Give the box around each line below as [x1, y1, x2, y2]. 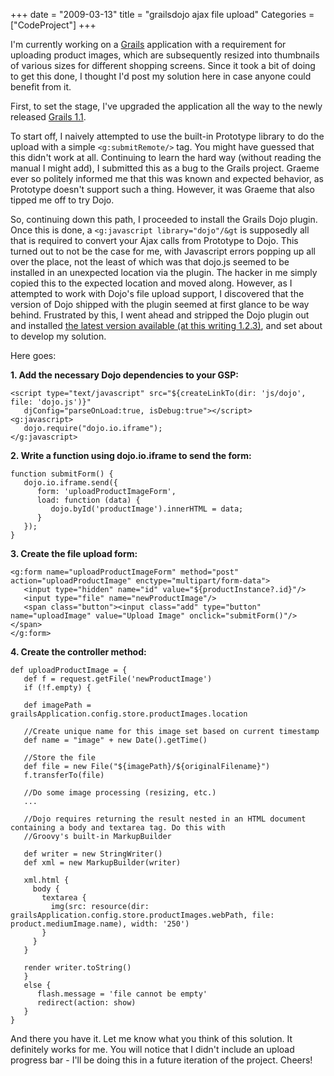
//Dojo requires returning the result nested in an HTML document [23, 814, 307, 824]
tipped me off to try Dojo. [10, 194, 115, 206]
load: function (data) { [36, 495, 141, 505]
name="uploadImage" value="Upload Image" [10, 611, 186, 621]
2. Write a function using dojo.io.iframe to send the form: [10, 450, 252, 461]
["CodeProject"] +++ [10, 19, 97, 31]
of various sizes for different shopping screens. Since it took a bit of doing [10, 60, 316, 71]
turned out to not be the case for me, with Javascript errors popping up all [10, 245, 316, 257]
